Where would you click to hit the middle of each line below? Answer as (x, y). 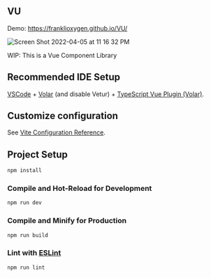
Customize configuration (63, 116)
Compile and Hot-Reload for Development (80, 189)
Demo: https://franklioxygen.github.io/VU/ (67, 28)
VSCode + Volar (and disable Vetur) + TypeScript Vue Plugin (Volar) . (106, 94)
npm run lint (26, 268)
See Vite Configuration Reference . (57, 132)
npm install (24, 171)
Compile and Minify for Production (67, 221)
